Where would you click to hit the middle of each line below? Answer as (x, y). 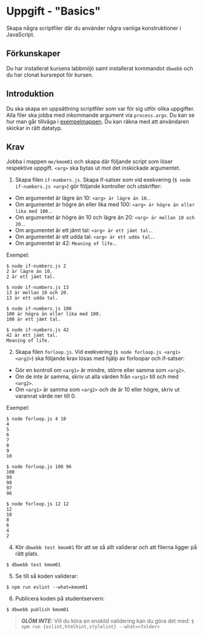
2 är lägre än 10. (29, 272)
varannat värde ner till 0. (45, 396)
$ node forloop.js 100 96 (39, 467)
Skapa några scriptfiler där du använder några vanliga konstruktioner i (94, 28)
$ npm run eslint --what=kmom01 (47, 587)
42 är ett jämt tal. (32, 336)
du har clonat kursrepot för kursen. (50, 75)
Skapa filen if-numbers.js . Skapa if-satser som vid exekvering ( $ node (103, 180)
